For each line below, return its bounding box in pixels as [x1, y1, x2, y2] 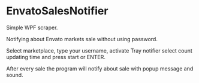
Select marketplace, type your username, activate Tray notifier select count [6, 47, 193, 54]
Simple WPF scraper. [6, 24, 58, 31]
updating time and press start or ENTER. [6, 53, 106, 60]
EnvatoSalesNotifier [6, 4, 108, 18]
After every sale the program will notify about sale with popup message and [6, 64, 194, 72]
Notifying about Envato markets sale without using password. [6, 35, 158, 42]
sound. [6, 71, 23, 78]
